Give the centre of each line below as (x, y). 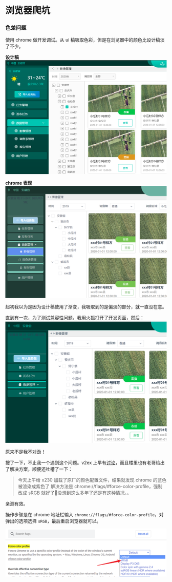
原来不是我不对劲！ (26, 452)
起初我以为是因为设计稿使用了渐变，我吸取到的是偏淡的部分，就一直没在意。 (86, 307)
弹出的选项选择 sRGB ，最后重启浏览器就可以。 (53, 521)
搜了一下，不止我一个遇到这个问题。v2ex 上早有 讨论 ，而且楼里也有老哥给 (83, 462)
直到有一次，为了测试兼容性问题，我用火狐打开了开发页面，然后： (75, 318)
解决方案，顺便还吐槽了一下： (41, 469)
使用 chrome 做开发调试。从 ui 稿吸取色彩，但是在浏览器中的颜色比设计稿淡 (85, 40)
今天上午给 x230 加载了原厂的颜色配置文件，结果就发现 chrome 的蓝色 (92, 480)
